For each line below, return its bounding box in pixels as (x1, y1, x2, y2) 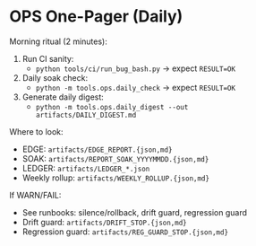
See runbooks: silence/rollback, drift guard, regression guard (21, 206, 248, 217)
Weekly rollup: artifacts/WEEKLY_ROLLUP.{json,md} (21, 172, 210, 183)
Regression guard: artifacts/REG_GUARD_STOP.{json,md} (21, 226, 229, 237)
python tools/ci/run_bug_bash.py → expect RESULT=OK (35, 63, 235, 74)
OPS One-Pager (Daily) (9, 6, 183, 27)
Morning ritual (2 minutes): (9, 36, 107, 47)
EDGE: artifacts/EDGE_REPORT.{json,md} (21, 144, 173, 154)
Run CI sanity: (21, 53, 74, 64)
